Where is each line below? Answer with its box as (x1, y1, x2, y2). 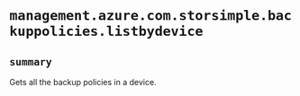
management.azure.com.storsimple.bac (9, 7, 293, 24)
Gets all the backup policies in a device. (9, 77, 157, 87)
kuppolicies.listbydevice (9, 23, 204, 40)
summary (9, 55, 52, 68)
